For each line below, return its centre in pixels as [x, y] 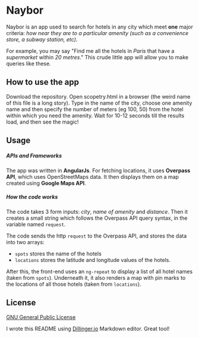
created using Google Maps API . [46, 183]
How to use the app [42, 82]
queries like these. [29, 64]
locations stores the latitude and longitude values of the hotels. [93, 260]
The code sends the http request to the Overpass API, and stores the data [97, 236]
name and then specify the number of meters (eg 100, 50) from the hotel [95, 109]
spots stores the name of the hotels [58, 254]
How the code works [32, 197]
